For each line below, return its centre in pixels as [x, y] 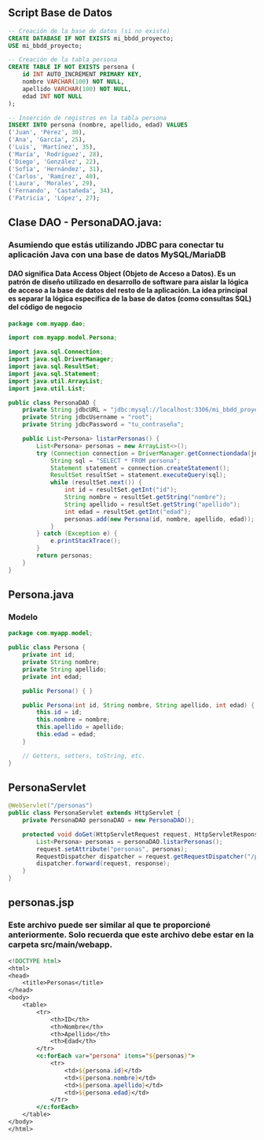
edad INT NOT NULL [52, 96]
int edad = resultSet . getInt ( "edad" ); [128, 511]
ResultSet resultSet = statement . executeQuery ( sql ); [138, 475]
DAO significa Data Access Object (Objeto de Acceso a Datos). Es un [122, 273]
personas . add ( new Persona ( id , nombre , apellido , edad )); [159, 519]
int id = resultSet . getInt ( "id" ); [121, 490]
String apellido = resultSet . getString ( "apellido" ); [152, 504]
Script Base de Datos [60, 13]
